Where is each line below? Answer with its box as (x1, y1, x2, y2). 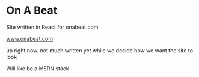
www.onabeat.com (6, 35, 53, 42)
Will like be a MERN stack (6, 64, 69, 72)
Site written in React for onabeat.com (6, 23, 99, 31)
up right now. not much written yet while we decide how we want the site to (6, 46, 194, 54)
